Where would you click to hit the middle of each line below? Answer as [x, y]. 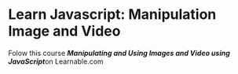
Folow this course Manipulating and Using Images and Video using [119, 53]
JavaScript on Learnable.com [56, 61]
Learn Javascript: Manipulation [112, 15]
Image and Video [64, 31]
